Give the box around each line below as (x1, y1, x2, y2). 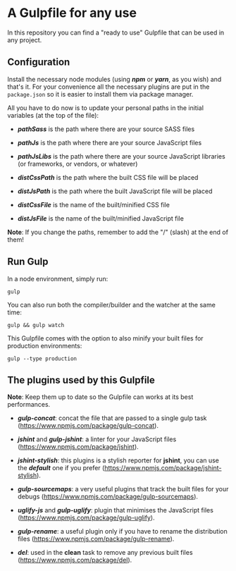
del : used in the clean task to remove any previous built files (17, 548, 193, 557)
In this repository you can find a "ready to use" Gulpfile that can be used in (7, 28, 225, 37)
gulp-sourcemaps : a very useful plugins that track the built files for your (17, 485, 229, 493)
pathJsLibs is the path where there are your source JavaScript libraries (17, 152, 225, 160)
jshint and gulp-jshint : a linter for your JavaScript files (17, 435, 177, 443)
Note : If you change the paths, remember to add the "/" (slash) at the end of (7, 228, 229, 236)
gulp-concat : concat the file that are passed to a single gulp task (17, 414, 207, 422)
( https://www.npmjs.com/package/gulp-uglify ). (17, 513, 155, 522)
